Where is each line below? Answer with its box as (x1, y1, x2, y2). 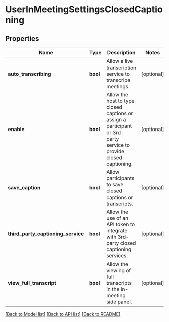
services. (106, 252, 128, 259)
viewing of (106, 267, 131, 274)
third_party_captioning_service (8, 230, 84, 237)
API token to (106, 221, 135, 228)
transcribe (106, 77, 131, 84)
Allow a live (106, 58, 133, 65)
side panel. (106, 298, 132, 305)
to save (106, 181, 124, 188)
